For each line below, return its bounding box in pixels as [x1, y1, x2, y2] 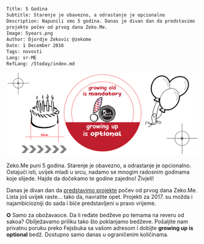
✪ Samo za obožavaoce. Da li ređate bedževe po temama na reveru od [6, 212, 184, 218]
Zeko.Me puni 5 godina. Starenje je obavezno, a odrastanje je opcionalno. [6, 162, 191, 169]
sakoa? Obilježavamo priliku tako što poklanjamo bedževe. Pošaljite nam [6, 218, 188, 225]
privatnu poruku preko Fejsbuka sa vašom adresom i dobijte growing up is [6, 224, 194, 231]
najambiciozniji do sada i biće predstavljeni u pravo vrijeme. [6, 199, 157, 207]
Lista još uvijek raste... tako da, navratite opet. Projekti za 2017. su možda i [6, 193, 193, 200]
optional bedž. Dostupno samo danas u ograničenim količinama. [6, 231, 169, 238]
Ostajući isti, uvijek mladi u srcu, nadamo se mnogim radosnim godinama [6, 168, 190, 176]
